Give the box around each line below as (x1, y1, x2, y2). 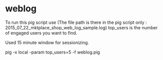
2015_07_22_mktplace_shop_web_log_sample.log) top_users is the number (5, 24, 158, 30)
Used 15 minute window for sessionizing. (5, 39, 89, 45)
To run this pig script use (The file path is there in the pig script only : (5, 19, 147, 25)
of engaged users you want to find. (5, 30, 77, 36)
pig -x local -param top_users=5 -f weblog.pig (5, 49, 100, 55)
